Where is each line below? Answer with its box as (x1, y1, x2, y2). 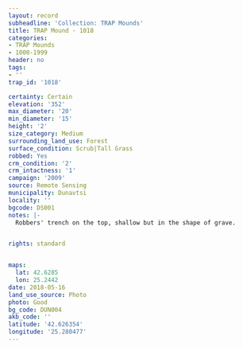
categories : (8, 33, 48, 42)
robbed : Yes (8, 152, 48, 160)
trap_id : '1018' (8, 78, 62, 86)
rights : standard (8, 240, 66, 248)
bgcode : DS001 (8, 204, 56, 212)
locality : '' (8, 196, 52, 204)
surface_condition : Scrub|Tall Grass (8, 144, 133, 152)
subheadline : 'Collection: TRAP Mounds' (8, 19, 145, 27)
